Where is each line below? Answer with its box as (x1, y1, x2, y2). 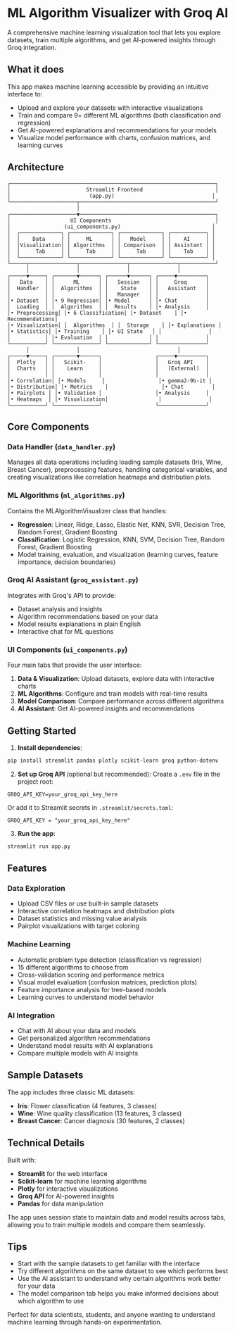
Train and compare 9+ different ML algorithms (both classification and (17, 111, 222, 119)
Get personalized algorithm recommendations (17, 1034, 151, 1042)
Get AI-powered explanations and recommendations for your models (17, 125, 217, 134)
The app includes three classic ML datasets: (7, 1088, 136, 1096)
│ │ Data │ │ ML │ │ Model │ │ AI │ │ (7, 235, 216, 242)
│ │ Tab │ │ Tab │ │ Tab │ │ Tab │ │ (7, 248, 216, 255)
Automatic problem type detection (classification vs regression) (17, 956, 202, 964)
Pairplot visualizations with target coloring (17, 922, 139, 930)
